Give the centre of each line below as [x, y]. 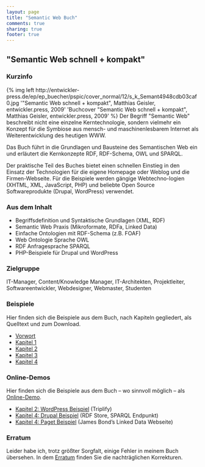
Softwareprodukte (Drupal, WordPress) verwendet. [70, 191]
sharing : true [24, 29]
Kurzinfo [20, 77]
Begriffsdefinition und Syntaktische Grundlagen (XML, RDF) [90, 221]
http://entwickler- [58, 90]
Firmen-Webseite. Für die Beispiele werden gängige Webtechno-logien [95, 178]
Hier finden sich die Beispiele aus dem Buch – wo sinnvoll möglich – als [95, 390]
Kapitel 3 [26, 355]
